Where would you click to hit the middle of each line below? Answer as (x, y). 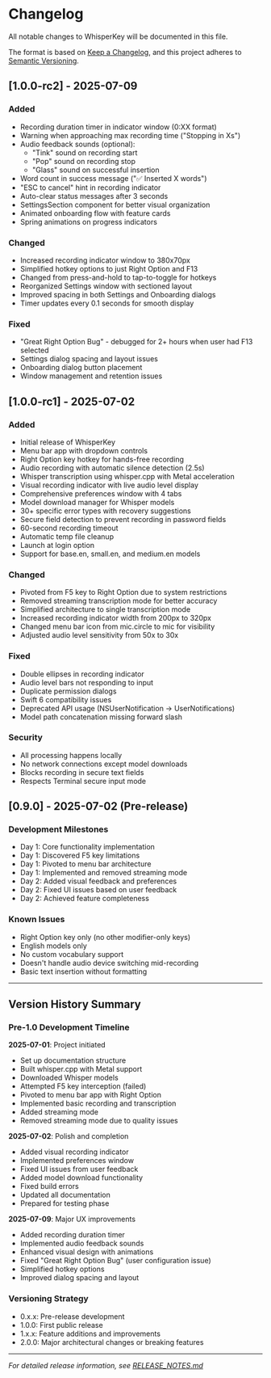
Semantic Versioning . (44, 61)
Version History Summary (75, 1004)
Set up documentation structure (73, 1060)
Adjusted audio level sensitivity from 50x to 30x (99, 635)
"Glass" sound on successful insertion (96, 170)
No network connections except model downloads (104, 764)
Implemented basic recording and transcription (98, 1103)
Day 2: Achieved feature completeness (84, 899)
